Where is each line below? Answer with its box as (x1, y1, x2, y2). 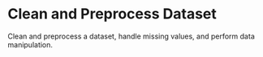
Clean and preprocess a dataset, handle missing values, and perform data (7, 31, 255, 41)
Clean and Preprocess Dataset (7, 5, 217, 23)
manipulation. (7, 39, 54, 49)
